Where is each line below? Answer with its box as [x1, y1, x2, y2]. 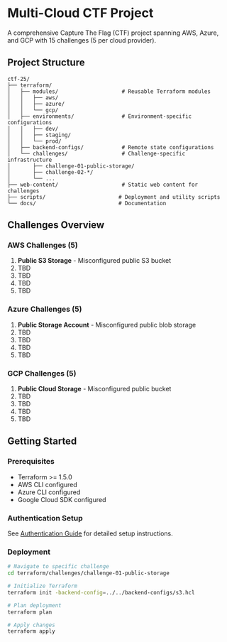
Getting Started [7, 435, 77, 447]
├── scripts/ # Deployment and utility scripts [7, 193, 221, 200]
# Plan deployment [7, 602, 62, 609]
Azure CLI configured [17, 488, 81, 496]
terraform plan [7, 609, 52, 616]
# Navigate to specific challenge [7, 563, 110, 570]
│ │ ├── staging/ [7, 131, 72, 138]
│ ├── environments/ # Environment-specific [7, 112, 192, 120]
